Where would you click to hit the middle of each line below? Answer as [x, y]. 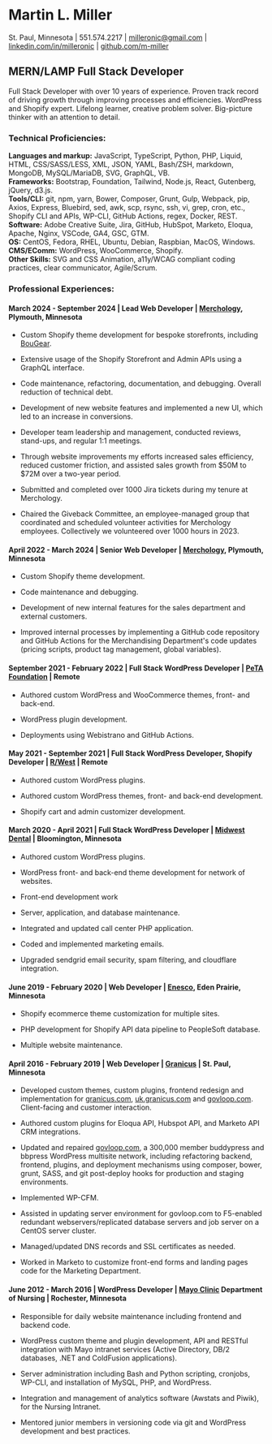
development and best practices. [76, 1431]
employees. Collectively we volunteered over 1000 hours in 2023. [130, 531]
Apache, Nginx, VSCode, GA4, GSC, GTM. [79, 234]
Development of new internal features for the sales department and [133, 608]
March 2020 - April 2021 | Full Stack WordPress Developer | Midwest [127, 830]
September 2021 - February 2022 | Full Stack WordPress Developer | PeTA [136, 668]
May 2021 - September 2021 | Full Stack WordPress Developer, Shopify [131, 753]
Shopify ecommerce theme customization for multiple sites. [120, 1014]
